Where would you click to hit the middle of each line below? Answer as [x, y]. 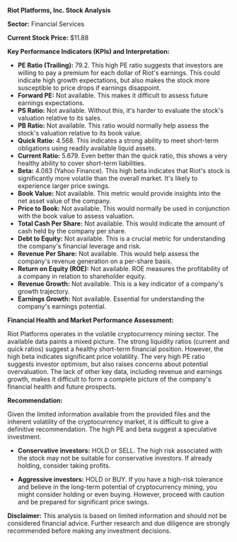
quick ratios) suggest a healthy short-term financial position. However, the [116, 349]
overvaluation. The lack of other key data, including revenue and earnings [115, 371]
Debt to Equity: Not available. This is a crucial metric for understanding [121, 238]
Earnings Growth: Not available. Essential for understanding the [111, 299]
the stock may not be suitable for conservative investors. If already [115, 458]
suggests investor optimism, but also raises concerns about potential [108, 364]
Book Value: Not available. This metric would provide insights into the [119, 193]
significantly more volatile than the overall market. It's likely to [108, 178]
